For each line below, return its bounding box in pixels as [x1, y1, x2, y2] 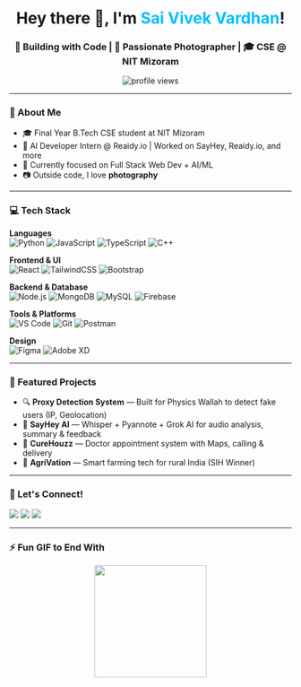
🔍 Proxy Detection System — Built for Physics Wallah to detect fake [21, 396, 276, 407]
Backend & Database [9, 282, 89, 292]
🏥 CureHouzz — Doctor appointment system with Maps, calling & [21, 439, 264, 449]
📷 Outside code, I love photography [21, 170, 159, 180]
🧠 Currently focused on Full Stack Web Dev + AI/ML [21, 159, 214, 170]
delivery [21, 448, 53, 458]
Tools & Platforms [9, 309, 77, 319]
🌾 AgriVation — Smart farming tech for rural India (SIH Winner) [21, 457, 255, 468]
